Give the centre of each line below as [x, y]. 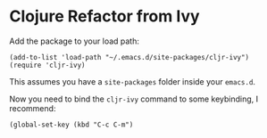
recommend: [33, 108]
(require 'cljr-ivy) [48, 65]
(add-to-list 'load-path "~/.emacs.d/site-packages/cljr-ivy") [129, 57]
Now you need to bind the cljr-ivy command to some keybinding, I [134, 99]
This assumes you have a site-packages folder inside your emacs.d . [133, 81]
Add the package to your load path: [75, 41]
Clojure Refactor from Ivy [104, 16]
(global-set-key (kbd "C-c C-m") [71, 125]
